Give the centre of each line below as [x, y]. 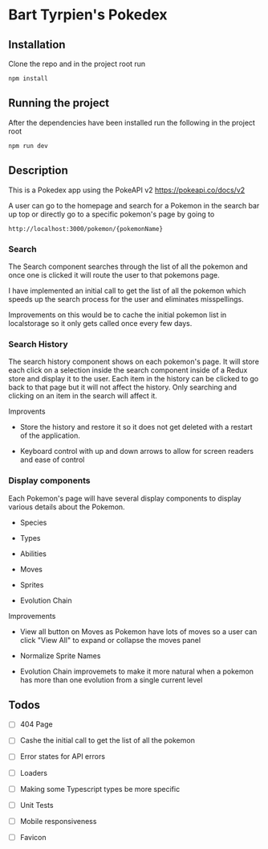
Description [38, 171]
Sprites [32, 584]
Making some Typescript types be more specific [100, 789]
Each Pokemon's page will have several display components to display [125, 498]
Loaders [34, 773]
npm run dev [28, 146]
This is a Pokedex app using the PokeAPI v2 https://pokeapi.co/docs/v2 [127, 190]
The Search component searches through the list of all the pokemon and [128, 266]
